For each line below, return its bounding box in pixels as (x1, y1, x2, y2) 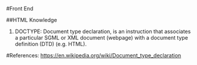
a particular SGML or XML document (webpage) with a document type (14, 34, 189, 41)
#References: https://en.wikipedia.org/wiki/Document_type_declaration (6, 52, 181, 58)
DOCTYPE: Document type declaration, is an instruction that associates (14, 28, 191, 35)
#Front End (6, 5, 34, 12)
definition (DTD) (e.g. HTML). (14, 41, 87, 47)
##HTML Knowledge (6, 17, 57, 23)
